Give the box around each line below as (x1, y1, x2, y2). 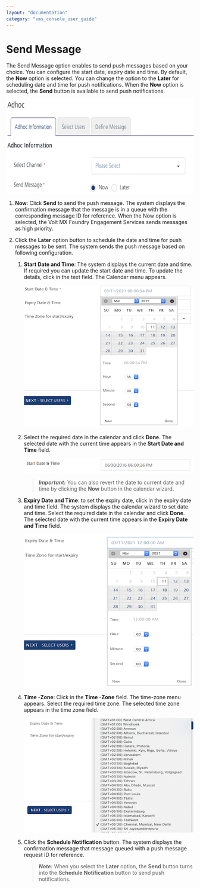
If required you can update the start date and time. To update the (23, 267, 183, 274)
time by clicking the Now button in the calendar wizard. (38, 485, 174, 492)
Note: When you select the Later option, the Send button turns (38, 863, 193, 870)
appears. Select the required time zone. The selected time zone (23, 700, 180, 708)
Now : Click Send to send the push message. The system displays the (14, 200, 186, 207)
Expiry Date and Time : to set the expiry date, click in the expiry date (23, 497, 192, 504)
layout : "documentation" (6, 10, 68, 16)
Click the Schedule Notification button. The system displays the (23, 838, 182, 846)
